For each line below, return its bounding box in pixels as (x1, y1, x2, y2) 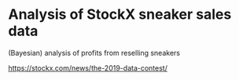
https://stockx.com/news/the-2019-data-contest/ (8, 63, 167, 72)
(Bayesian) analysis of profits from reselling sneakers (8, 48, 181, 57)
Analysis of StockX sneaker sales (8, 5, 232, 24)
